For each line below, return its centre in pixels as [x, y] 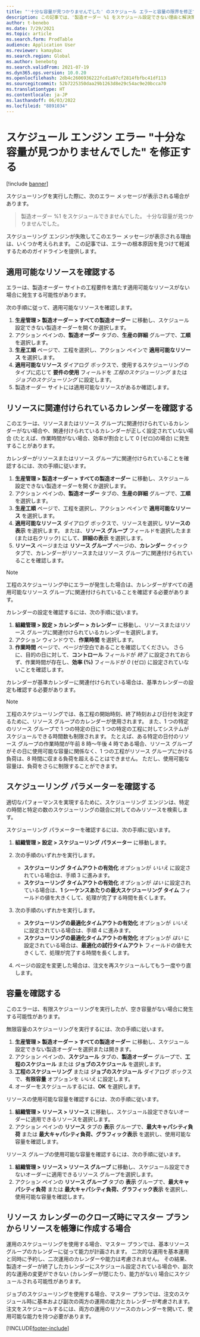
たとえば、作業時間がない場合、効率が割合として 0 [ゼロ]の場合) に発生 [102, 438]
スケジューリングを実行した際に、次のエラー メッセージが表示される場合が [98, 196]
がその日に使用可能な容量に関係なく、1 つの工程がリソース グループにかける [100, 751]
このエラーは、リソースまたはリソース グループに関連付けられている [90, 423]
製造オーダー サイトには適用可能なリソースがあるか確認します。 [93, 387]
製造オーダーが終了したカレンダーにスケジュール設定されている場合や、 [95, 1266]
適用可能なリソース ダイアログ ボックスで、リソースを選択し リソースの [102, 523]
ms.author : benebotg [32, 61]
